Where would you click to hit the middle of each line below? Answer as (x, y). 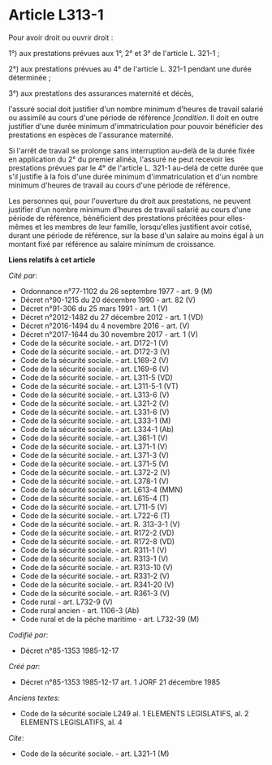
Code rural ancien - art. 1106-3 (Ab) (80, 610)
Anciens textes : (35, 698)
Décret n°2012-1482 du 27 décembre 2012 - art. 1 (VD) (112, 317)
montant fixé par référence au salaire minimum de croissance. (112, 244)
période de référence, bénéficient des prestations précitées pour (117, 218)
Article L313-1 (56, 15)
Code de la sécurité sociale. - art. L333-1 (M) (95, 421)
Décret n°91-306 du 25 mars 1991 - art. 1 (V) (94, 308)
